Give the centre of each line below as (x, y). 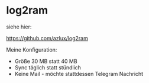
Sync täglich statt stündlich (48, 67)
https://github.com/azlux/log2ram (47, 38)
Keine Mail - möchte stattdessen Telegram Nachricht (79, 74)
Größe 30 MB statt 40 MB (46, 61)
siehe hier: (19, 27)
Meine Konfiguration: (32, 50)
